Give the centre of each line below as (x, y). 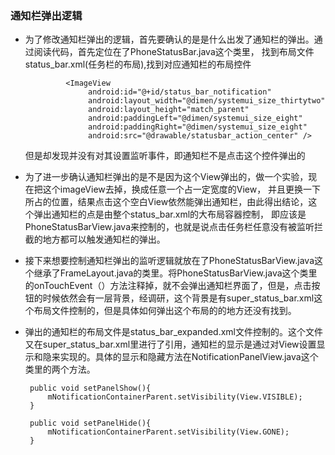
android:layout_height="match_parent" (169, 110)
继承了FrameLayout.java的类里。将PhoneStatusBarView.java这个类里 (175, 273)
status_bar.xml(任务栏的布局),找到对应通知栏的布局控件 (138, 64)
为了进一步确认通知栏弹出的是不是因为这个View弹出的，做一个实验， (166, 177)
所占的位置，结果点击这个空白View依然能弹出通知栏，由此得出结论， (166, 202)
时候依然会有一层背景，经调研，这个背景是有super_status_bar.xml (178, 298)
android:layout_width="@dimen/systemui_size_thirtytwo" (207, 101)
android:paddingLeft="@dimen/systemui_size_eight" (195, 118)
